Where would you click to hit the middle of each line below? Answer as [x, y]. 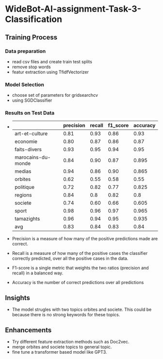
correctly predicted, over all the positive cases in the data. [70, 258]
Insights [18, 298]
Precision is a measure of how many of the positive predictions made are [85, 239]
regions [23, 195]
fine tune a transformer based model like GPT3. [59, 352]
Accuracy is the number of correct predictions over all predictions [78, 283]
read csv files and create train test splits [52, 61]
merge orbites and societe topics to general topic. [62, 347]
